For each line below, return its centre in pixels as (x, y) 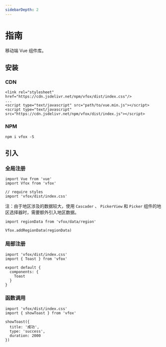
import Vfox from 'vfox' (31, 183)
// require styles (24, 192)
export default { (23, 267)
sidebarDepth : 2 (22, 10)
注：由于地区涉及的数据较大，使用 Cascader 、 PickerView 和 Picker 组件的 (81, 206)
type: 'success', (28, 331)
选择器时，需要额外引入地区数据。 (44, 212)
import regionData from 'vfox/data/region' (51, 222)
